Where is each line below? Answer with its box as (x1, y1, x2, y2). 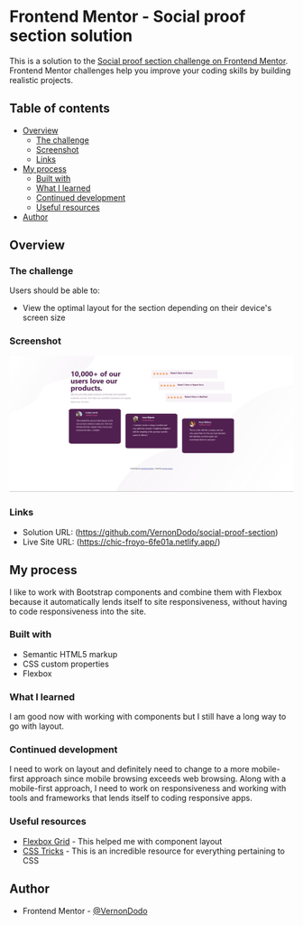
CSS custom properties (22, 658, 110, 669)
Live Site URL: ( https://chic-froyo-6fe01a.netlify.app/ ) (22, 536, 221, 547)
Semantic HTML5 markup (22, 648, 118, 659)
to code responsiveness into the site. (9, 606, 147, 617)
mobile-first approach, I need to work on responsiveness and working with (9, 783, 287, 794)
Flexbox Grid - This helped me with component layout (22, 835, 223, 846)
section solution (9, 25, 133, 46)
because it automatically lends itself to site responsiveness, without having (9, 596, 288, 607)
